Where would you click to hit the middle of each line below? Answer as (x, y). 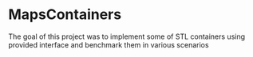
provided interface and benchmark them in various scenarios (109, 44)
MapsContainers (65, 15)
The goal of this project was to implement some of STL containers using (127, 36)
